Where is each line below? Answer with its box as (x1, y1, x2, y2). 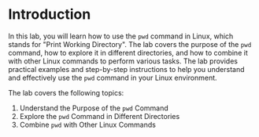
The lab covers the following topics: (8, 88, 124, 97)
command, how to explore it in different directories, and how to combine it (8, 48, 248, 57)
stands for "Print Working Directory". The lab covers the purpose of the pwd (8, 39, 252, 49)
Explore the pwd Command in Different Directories (19, 111, 180, 121)
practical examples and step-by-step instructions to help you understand (8, 64, 246, 74)
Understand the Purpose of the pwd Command (19, 103, 169, 113)
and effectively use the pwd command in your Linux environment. (8, 73, 218, 82)
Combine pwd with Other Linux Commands (19, 120, 156, 129)
